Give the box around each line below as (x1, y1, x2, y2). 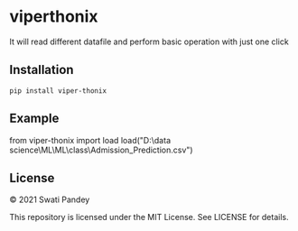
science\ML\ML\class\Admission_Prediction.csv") (9, 144, 193, 155)
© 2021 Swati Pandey (9, 194, 90, 205)
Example (9, 111, 60, 126)
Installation (9, 62, 74, 78)
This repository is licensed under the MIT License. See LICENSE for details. (9, 212, 289, 223)
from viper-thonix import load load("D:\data (9, 134, 172, 145)
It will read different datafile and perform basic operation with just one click (9, 36, 289, 47)
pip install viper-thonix (9, 86, 107, 96)
